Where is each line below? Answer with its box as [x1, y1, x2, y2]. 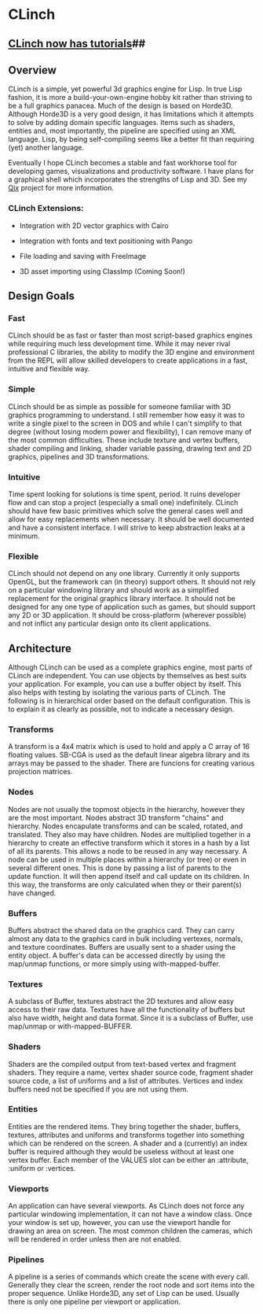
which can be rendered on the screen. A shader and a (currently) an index [8, 1139, 248, 1148]
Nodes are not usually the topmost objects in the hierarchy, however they [8, 804, 245, 814]
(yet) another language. [8, 143, 85, 153]
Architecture [8, 641, 72, 655]
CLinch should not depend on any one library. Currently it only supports [8, 569, 240, 578]
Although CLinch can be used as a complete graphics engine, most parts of [8, 663, 253, 672]
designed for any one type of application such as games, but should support [8, 602, 256, 611]
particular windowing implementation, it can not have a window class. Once [8, 1209, 253, 1219]
